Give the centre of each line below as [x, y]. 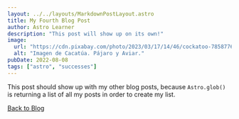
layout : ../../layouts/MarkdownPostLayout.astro [81, 14]
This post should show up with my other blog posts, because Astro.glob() [117, 86]
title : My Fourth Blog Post [49, 21]
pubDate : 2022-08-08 [38, 60]
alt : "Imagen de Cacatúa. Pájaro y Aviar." [79, 54]
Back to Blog [26, 108]
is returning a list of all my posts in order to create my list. [91, 94]
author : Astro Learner [41, 27]
